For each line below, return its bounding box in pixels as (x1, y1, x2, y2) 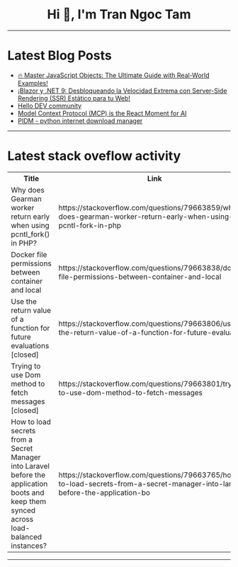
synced (11, 505, 36, 515)
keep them (11, 496, 47, 506)
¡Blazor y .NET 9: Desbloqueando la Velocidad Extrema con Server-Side (17, 86, 227, 95)
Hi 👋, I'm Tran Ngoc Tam (47, 6, 191, 23)
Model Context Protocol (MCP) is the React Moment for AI (17, 109, 187, 118)
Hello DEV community (17, 101, 82, 110)
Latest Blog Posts (7, 47, 112, 64)
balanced (11, 532, 42, 542)
